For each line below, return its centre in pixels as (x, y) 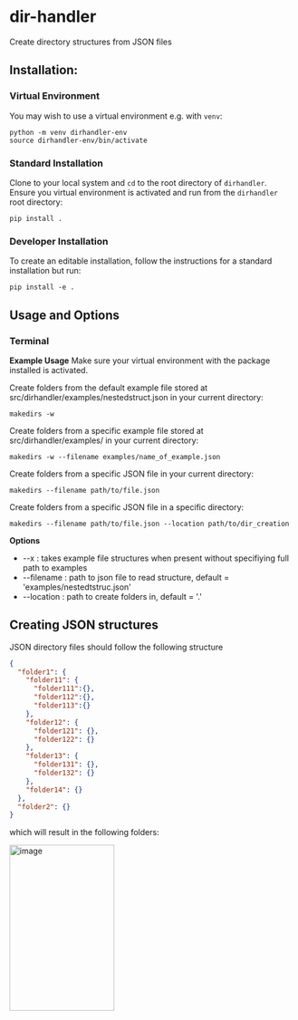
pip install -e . (42, 287)
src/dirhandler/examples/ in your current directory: (104, 440)
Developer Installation (59, 241)
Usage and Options (65, 315)
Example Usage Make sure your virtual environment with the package (140, 361)
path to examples (55, 567)
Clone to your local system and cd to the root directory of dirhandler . (138, 182)
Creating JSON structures (84, 625)
